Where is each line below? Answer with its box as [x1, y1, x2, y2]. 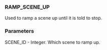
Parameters [5, 28, 34, 35]
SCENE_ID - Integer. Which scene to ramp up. [5, 39, 100, 45]
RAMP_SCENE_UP [5, 4, 50, 11]
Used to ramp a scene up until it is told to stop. [5, 15, 102, 21]
